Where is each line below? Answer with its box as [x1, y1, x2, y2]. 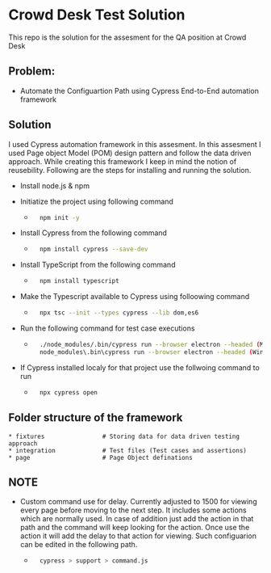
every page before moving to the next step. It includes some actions [19, 505, 248, 515]
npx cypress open [39, 388, 98, 397]
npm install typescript [39, 277, 119, 285]
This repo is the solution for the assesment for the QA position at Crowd [8, 32, 247, 42]
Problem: [8, 65, 56, 78]
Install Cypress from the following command [19, 228, 168, 238]
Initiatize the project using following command [19, 196, 173, 206]
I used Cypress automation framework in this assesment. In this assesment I [8, 139, 261, 149]
